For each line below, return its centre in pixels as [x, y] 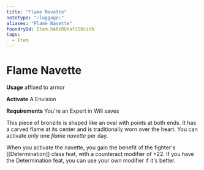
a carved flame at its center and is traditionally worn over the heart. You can [102, 129]
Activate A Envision [31, 99]
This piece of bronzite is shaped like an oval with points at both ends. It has [101, 122]
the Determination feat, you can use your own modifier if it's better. [91, 160]
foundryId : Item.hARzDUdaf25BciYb [51, 29]
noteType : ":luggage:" [35, 18]
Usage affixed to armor [36, 87]
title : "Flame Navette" [37, 12]
